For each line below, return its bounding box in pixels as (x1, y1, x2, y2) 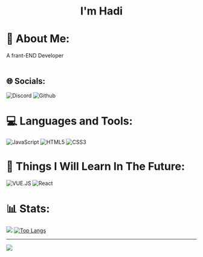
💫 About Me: (6, 32, 70, 46)
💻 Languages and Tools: (6, 114, 133, 128)
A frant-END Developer (6, 52, 64, 59)
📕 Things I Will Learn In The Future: (6, 160, 185, 174)
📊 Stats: (6, 202, 50, 215)
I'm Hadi (80, 4, 123, 18)
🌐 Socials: (6, 76, 46, 86)
